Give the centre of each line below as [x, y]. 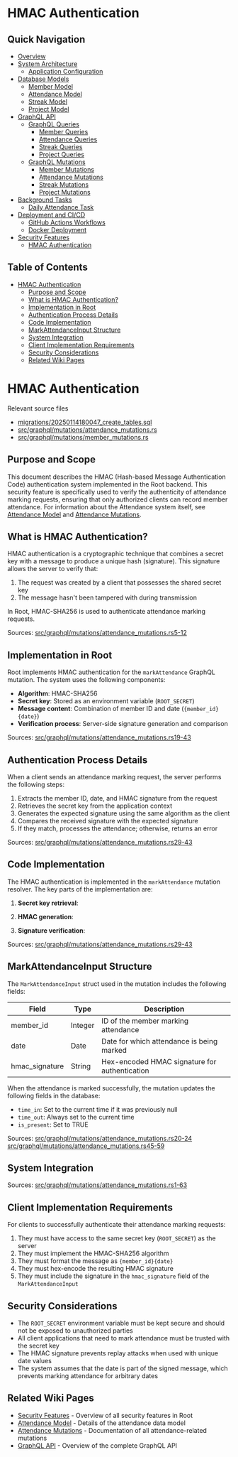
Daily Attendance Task [61, 207]
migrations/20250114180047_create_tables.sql [85, 422]
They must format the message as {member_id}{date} [95, 1261]
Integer [83, 1025]
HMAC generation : [45, 916]
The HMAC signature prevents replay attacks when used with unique [118, 1353]
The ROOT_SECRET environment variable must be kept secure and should [121, 1323]
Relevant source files [38, 408]
